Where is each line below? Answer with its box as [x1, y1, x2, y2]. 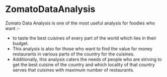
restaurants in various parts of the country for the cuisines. [12, 51, 135, 57]
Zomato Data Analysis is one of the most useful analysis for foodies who [5, 20, 155, 26]
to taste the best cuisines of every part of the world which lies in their [12, 35, 157, 41]
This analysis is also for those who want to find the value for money [12, 45, 152, 51]
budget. [12, 40, 29, 46]
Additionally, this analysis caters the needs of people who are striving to [12, 56, 162, 62]
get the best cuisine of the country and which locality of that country [12, 61, 155, 67]
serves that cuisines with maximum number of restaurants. [12, 66, 134, 73]
